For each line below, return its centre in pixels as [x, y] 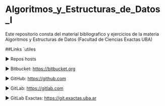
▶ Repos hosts [21, 59]
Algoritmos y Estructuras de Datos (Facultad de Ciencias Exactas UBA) [79, 39]
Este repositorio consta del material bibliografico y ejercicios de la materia [82, 34]
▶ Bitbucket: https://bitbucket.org [40, 69]
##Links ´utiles [21, 49]
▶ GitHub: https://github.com [36, 78]
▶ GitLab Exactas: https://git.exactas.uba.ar [51, 98]
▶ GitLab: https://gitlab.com [35, 88]
